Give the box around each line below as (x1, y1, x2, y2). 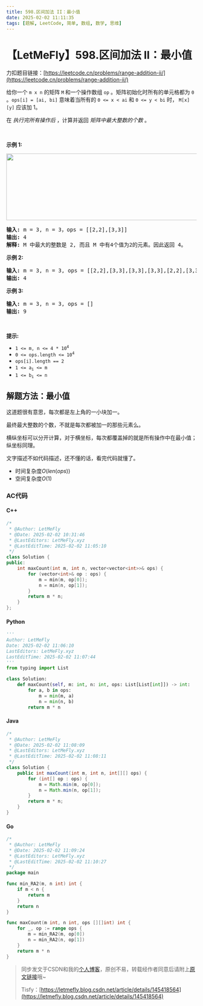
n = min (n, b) (38, 698, 74, 704)
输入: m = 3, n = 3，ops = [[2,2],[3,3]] (6, 227, 128, 233)
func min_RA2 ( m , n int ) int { (6, 881, 83, 887)
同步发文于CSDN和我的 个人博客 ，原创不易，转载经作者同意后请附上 (21, 965, 190, 973)
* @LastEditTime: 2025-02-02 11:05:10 (8, 543, 107, 549)
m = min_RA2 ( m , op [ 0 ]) (28, 931, 85, 938)
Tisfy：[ (21, 985, 41, 993)
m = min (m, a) (38, 693, 74, 699)
